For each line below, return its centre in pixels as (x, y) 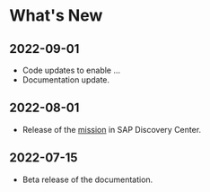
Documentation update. (66, 80)
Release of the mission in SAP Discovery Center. (112, 129)
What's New (56, 16)
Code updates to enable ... (71, 70)
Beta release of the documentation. (87, 179)
